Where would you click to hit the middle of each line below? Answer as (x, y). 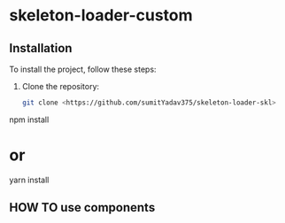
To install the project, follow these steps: (83, 69)
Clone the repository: (61, 86)
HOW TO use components (82, 208)
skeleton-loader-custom (101, 15)
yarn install (29, 180)
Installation (41, 48)
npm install (29, 119)
